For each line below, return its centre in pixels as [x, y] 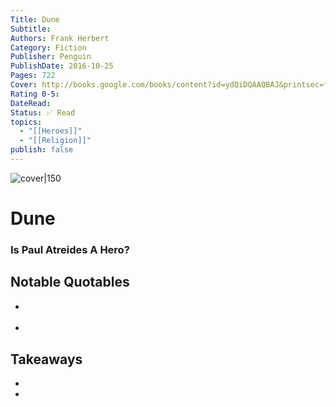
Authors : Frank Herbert [60, 38]
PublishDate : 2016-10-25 [62, 66]
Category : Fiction [48, 47]
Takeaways [46, 359]
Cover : [24, 85]
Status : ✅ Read [43, 112]
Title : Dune [35, 19]
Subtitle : [31, 29]
